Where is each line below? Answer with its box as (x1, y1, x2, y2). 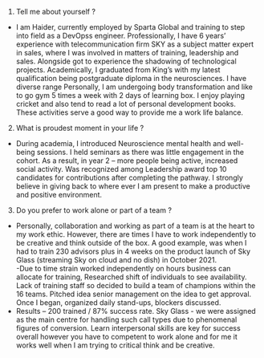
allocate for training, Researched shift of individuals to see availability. (15, 272, 247, 282)
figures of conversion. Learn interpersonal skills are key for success (15, 323, 241, 332)
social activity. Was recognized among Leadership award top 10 (15, 165, 227, 173)
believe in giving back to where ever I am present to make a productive (15, 181, 251, 191)
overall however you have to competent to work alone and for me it (15, 332, 238, 341)
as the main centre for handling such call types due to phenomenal (15, 315, 238, 324)
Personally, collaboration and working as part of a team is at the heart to (15, 221, 255, 230)
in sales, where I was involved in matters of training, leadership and (15, 48, 239, 57)
